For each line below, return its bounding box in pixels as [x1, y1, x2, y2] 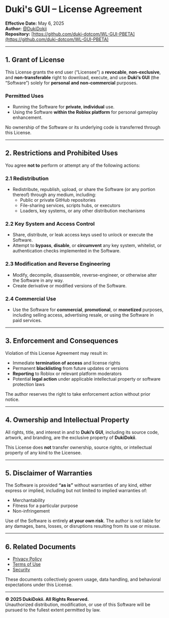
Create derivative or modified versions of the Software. [12, 282, 127, 288]
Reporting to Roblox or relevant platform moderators [12, 370, 122, 377]
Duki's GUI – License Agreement [5, 4, 142, 15]
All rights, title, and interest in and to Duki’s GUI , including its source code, [5, 429, 159, 435]
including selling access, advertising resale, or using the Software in [12, 312, 154, 318]
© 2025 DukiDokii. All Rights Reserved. [5, 596, 89, 602]
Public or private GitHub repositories [20, 197, 96, 203]
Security [12, 567, 30, 573]
